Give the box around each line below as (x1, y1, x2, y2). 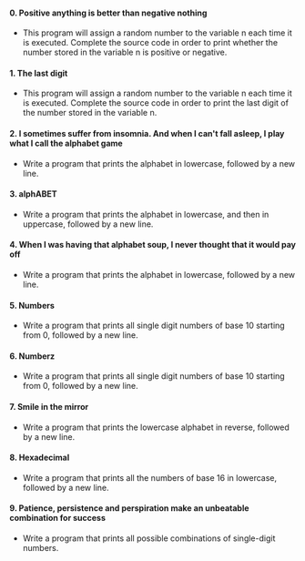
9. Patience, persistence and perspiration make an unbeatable (9, 503, 249, 514)
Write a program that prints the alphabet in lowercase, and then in (22, 209, 269, 219)
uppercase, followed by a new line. (22, 219, 154, 229)
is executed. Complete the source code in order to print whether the (22, 37, 279, 48)
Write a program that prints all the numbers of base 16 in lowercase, (22, 472, 278, 483)
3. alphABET (9, 189, 57, 199)
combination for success (9, 513, 107, 524)
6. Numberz (9, 351, 56, 362)
